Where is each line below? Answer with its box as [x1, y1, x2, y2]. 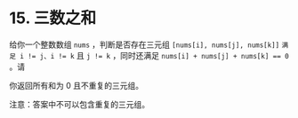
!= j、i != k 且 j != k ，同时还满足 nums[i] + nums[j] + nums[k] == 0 [28, 50, 289, 60]
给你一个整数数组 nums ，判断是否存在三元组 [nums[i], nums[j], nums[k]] [9, 39, 280, 50]
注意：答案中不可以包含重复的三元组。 [9, 98, 149, 109]
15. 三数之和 [9, 8, 96, 28]
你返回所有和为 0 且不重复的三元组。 [9, 80, 144, 90]
